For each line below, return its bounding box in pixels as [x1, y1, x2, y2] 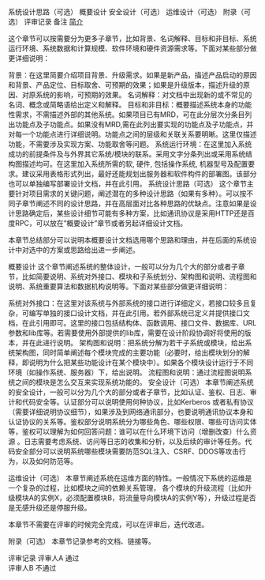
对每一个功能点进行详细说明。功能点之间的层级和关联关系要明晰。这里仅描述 [8, 130, 257, 139]
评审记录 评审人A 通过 [8, 553, 80, 563]
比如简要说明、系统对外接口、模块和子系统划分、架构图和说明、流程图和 [21, 272, 257, 281]
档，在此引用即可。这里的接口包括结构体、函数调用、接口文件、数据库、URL [8, 318, 257, 327]
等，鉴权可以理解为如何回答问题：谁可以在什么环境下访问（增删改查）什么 [8, 427, 250, 436]
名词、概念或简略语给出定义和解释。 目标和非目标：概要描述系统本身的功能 [8, 100, 252, 109]
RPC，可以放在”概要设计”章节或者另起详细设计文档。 [14, 219, 188, 228]
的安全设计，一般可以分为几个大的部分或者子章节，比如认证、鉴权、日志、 [8, 387, 250, 397]
